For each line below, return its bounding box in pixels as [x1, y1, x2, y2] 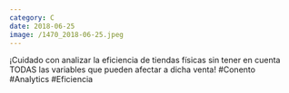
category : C [9, 13, 55, 23]
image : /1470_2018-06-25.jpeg [9, 30, 125, 39]
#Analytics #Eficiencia [9, 74, 94, 85]
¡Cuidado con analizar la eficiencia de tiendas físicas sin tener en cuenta [9, 55, 281, 66]
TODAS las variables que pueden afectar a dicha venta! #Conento [9, 64, 256, 75]
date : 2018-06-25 [9, 22, 75, 31]
